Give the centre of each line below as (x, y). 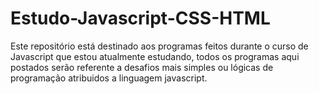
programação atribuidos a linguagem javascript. (109, 78)
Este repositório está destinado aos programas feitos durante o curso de (159, 46)
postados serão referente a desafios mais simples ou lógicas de (142, 67)
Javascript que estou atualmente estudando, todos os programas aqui (155, 56)
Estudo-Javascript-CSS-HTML (140, 18)
